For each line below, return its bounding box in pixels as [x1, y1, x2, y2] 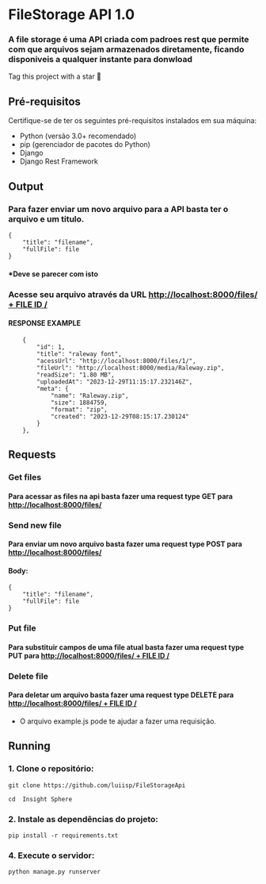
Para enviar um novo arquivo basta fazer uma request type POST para [8, 539, 243, 549]
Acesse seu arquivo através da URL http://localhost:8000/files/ [8, 288, 258, 299]
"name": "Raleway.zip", [50, 392, 129, 400]
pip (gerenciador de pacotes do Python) [19, 140, 150, 149]
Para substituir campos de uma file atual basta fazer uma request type [8, 642, 245, 652]
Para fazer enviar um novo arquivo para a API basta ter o [8, 203, 229, 214]
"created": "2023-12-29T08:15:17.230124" [50, 412, 190, 420]
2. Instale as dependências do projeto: [8, 813, 158, 824]
